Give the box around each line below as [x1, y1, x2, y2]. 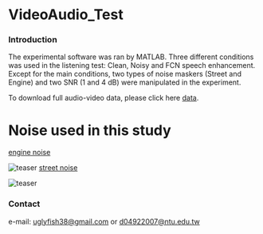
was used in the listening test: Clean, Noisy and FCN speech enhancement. [8, 61, 256, 70]
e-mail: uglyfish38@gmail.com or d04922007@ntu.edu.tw [8, 216, 201, 226]
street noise [38, 163, 78, 173]
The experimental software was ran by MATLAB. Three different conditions [8, 52, 254, 61]
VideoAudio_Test [8, 6, 124, 24]
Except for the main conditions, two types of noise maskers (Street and [8, 69, 241, 79]
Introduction [8, 34, 57, 46]
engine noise [8, 148, 51, 157]
